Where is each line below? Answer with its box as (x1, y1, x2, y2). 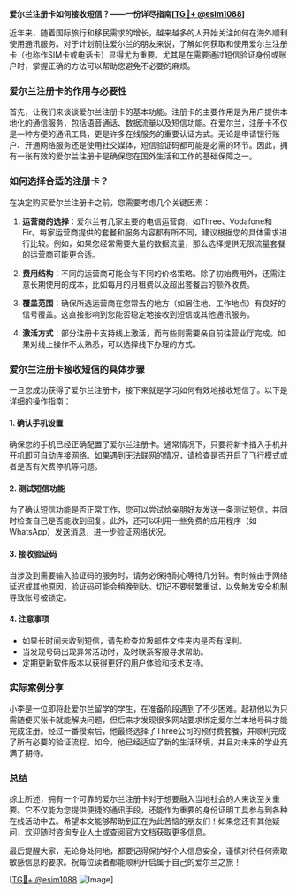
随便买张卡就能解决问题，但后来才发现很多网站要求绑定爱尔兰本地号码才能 (16, 714, 288, 725)
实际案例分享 (9, 682, 65, 694)
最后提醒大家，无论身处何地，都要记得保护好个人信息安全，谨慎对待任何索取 (9, 845, 288, 857)
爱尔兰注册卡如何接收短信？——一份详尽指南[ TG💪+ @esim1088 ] (9, 9, 246, 19)
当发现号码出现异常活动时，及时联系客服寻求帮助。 (21, 646, 209, 657)
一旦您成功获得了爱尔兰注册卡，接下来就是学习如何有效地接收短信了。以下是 (9, 384, 288, 395)
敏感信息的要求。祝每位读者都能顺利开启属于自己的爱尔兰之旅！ (9, 857, 241, 867)
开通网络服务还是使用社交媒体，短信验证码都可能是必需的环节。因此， (24, 140, 280, 150)
